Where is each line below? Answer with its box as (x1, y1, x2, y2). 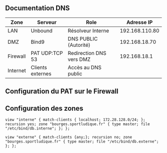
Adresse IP (126, 18, 153, 25)
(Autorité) (68, 41, 90, 48)
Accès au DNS (68, 64, 102, 71)
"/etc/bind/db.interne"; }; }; (5, 126, 70, 131)
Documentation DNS (5, 4, 70, 12)
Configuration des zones (5, 104, 83, 113)
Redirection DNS (68, 49, 107, 56)
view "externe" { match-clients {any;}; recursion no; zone (5, 135, 133, 140)
